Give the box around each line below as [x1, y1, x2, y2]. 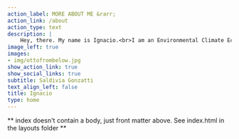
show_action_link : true [7, 63, 78, 71]
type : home [7, 97, 40, 104]
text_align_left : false [7, 83, 78, 91]
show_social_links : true [7, 70, 81, 77]
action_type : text [7, 24, 62, 31]
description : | [7, 30, 53, 38]
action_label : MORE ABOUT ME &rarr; [7, 10, 116, 18]
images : [7, 51, 31, 58]
